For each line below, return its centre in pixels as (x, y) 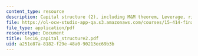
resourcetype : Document (35, 33)
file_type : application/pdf (41, 28)
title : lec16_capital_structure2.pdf (52, 38)
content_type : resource (35, 11)
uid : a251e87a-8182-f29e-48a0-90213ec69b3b (60, 44)
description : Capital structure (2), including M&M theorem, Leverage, (96, 17)
